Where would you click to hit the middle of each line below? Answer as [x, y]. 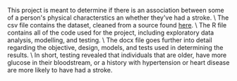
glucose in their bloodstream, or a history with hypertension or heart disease [119, 62]
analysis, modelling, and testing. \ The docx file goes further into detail [110, 40]
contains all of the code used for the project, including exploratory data [111, 32]
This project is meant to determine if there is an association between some [116, 10]
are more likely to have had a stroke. [60, 70]
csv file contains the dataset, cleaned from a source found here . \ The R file [117, 25]
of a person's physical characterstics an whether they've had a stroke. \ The [118, 18]
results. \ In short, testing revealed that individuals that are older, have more [117, 55]
